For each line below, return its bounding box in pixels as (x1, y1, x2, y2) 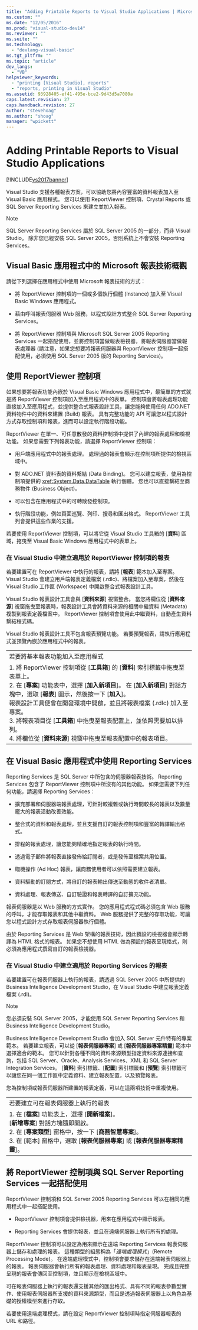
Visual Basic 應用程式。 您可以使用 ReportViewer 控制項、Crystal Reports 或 (6, 196, 191, 203)
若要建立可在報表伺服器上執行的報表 (9, 1099, 110, 1107)
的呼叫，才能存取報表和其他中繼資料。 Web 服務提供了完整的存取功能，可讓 (6, 910, 190, 917)
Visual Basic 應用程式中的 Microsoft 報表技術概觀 (6, 261, 187, 271)
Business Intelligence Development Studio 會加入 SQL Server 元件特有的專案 (6, 1035, 192, 1042)
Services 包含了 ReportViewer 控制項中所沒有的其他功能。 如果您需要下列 (6, 780, 185, 787)
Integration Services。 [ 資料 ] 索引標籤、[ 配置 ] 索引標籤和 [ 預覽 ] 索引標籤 (6, 1065, 182, 1072)
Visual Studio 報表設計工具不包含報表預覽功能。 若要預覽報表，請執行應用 (6, 630, 186, 637)
